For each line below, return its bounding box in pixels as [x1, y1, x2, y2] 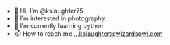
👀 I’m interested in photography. [13, 14, 107, 22]
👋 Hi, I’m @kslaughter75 [13, 7, 84, 15]
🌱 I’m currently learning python [13, 22, 104, 30]
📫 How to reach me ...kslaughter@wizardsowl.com [13, 30, 163, 38]
